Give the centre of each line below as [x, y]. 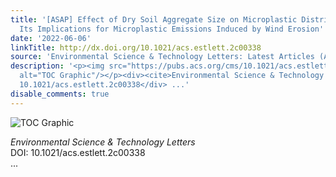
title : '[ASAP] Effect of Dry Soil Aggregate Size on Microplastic [154, 19]
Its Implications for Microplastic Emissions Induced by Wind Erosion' [172, 29]
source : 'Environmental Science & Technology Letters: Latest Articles [162, 57]
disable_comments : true [60, 94]
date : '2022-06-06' [51, 38]
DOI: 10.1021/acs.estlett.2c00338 [78, 152]
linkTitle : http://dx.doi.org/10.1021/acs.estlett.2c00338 [136, 47]
